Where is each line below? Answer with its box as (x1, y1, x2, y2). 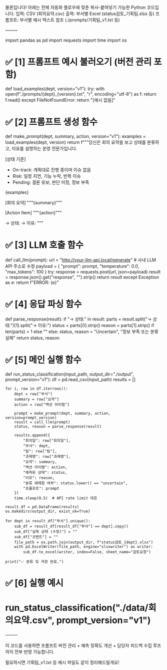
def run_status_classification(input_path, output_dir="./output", (5, 371, 134, 377)
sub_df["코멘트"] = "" (14, 534, 58, 539)
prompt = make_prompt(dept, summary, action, (14, 411, 111, 416)
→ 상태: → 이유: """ (5, 220, 43, 226)
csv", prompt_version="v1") (32, 615, 151, 626)
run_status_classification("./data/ (5, 602, 148, 613)
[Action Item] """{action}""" (5, 209, 62, 215)
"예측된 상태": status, (23, 470, 67, 475)
